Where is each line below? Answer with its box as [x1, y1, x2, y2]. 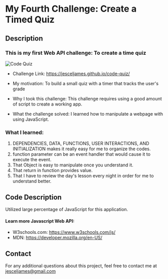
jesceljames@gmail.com [5, 268, 56, 274]
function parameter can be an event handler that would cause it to [12, 151, 151, 157]
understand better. [12, 178, 52, 184]
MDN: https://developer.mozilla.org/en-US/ [12, 234, 103, 241]
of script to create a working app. [12, 101, 82, 107]
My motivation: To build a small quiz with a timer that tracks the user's [12, 80, 159, 86]
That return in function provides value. [12, 167, 93, 173]
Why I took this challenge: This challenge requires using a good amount [12, 95, 162, 101]
